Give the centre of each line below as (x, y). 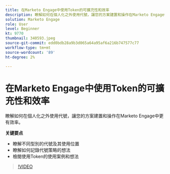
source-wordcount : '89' (30, 52)
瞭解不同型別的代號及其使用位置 (46, 144)
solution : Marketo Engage (32, 19)
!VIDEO (25, 167)
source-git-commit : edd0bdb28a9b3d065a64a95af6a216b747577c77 (72, 43)
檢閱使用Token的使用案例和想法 (46, 156)
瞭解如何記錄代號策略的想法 (41, 150)
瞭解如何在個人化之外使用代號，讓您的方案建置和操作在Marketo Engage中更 (84, 116)
